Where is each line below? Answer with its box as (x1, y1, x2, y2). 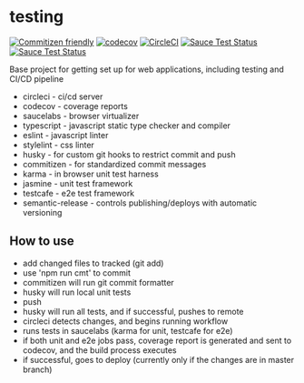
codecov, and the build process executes (22, 344, 177, 356)
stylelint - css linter (22, 139, 95, 150)
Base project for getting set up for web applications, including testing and (9, 64, 284, 75)
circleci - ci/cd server (22, 91, 103, 102)
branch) (22, 364, 53, 375)
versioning (22, 207, 63, 217)
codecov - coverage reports (22, 100, 129, 111)
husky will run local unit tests (22, 287, 132, 297)
